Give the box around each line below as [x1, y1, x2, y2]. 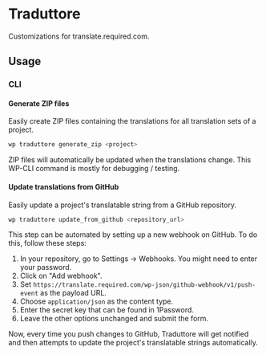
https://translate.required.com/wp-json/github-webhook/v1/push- [33, 281, 256, 289]
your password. [19, 263, 72, 272]
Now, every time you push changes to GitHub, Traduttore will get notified [8, 329, 249, 339]
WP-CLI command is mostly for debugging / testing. [8, 164, 180, 173]
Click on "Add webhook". [19, 271, 103, 281]
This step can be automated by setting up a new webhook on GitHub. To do [8, 230, 258, 239]
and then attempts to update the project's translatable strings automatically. [8, 338, 259, 348]
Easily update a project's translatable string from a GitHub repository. [8, 200, 237, 210]
